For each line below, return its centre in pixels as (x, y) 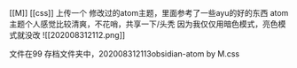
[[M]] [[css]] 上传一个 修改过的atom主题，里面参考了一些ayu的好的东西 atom (149, 13)
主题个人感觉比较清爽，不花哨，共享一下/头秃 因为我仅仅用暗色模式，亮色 (144, 24)
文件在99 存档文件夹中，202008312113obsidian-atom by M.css (125, 54)
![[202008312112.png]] (84, 35)
